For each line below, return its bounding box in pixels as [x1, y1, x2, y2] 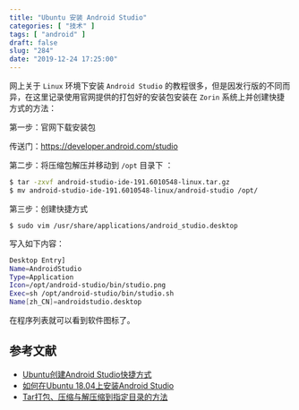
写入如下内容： [9, 238, 64, 249]
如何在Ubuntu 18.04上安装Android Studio [21, 380, 175, 390]
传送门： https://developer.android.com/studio [9, 141, 179, 151]
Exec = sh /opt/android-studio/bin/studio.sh [9, 289, 175, 298]
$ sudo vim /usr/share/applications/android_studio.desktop [9, 221, 239, 230]
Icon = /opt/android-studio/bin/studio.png [9, 281, 167, 290]
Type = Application [9, 272, 74, 282]
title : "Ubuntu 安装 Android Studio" [9, 13, 148, 22]
